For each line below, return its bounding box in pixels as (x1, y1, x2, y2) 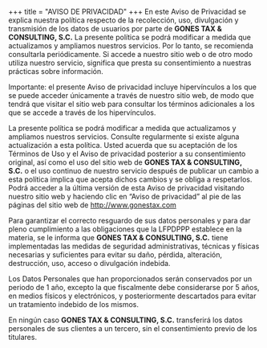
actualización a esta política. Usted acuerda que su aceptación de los (8, 141, 238, 149)
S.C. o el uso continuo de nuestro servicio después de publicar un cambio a (8, 166, 259, 175)
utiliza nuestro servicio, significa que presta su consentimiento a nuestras (8, 58, 252, 68)
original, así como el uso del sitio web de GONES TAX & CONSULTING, (8, 158, 242, 167)
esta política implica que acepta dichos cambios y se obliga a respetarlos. (8, 174, 253, 184)
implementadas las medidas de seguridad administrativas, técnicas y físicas (8, 241, 260, 251)
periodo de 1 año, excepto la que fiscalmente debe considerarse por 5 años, (8, 283, 260, 292)
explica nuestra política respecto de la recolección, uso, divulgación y (8, 15, 239, 25)
